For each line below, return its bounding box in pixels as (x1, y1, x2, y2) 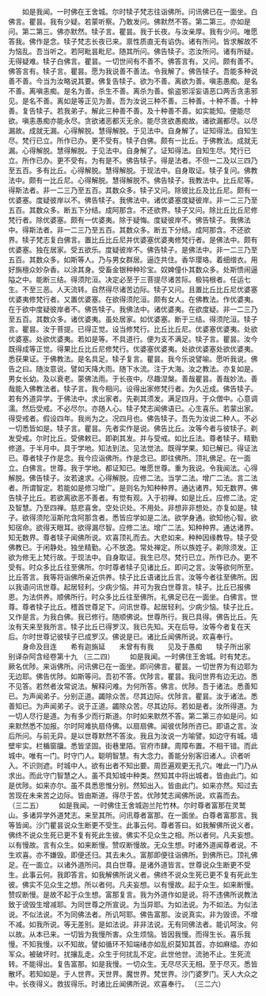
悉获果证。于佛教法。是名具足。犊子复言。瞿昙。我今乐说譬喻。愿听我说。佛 (8, 354, 258, 363)
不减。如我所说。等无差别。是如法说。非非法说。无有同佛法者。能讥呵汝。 (8, 920, 251, 929)
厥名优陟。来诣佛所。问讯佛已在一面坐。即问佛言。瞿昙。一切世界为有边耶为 (8, 662, 258, 671)
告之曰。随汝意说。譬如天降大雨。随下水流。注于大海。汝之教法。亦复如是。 (8, 364, 258, 373)
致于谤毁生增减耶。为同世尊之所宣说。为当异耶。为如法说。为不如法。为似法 (8, 900, 258, 909)
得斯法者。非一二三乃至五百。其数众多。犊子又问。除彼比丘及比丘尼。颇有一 (8, 186, 258, 194)
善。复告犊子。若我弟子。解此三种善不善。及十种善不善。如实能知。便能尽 (8, 106, 251, 115)
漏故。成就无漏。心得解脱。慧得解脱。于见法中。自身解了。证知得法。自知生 (8, 126, 258, 135)
